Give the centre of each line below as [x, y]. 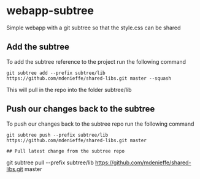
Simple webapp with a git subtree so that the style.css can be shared [94, 28]
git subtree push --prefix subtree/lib [57, 135]
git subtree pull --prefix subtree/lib [50, 162]
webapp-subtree [50, 11]
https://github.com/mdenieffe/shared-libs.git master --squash [89, 78]
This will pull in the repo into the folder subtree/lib [69, 89]
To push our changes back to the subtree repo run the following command [100, 124]
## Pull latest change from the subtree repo [65, 151]
